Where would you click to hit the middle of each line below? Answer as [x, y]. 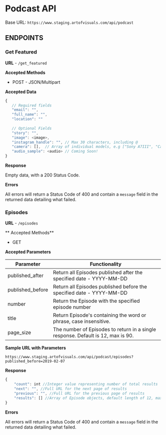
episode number [72, 307]
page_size [19, 332]
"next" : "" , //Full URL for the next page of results [70, 389]
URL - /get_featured [26, 63]
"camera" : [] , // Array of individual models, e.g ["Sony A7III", [83, 147]
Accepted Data [21, 92]
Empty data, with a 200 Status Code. [42, 175]
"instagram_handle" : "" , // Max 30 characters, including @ [75, 142]
